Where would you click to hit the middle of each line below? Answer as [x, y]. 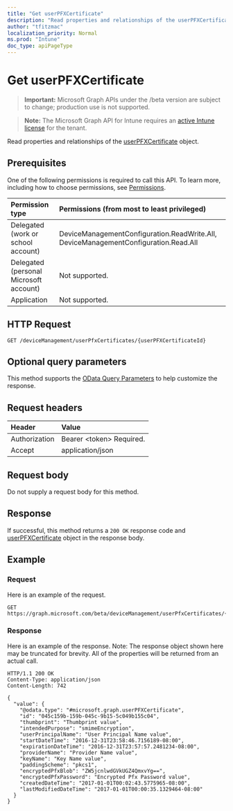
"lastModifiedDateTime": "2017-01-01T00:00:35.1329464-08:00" [111, 789]
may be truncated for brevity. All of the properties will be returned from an [113, 653]
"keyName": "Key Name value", [63, 759]
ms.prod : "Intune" [34, 40]
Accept [23, 451]
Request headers [45, 408]
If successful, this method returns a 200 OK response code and [96, 530]
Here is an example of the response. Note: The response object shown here [115, 646]
